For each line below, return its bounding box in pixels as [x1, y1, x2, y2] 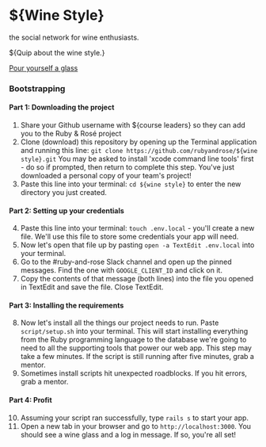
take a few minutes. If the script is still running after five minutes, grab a [20, 352, 254, 361]
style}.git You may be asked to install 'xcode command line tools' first [20, 154, 254, 164]
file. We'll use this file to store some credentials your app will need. [20, 232, 239, 242]
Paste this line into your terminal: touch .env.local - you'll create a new [20, 223, 255, 233]
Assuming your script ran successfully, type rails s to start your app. [20, 413, 249, 422]
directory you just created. [20, 188, 108, 197]
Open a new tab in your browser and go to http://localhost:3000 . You [20, 421, 252, 430]
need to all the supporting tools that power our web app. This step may [20, 343, 253, 353]
